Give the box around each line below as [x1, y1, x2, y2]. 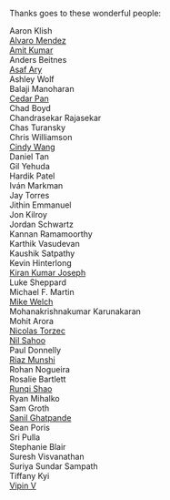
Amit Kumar [9, 45, 54, 56]
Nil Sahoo [9, 335, 46, 345]
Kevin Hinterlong [9, 258, 73, 268]
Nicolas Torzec [9, 325, 66, 336]
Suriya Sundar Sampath [9, 461, 98, 472]
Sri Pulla [9, 432, 41, 443]
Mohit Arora [9, 316, 55, 326]
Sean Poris [9, 423, 50, 433]
